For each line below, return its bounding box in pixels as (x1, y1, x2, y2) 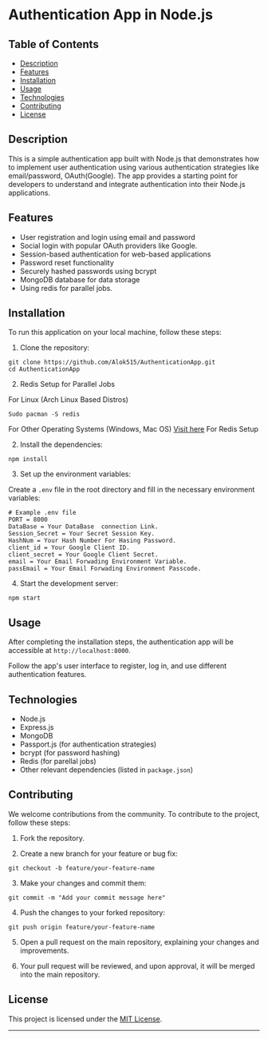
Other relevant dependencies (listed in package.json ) (19, 765, 194, 774)
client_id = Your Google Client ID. (8, 543, 130, 552)
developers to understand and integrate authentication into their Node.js (8, 179, 246, 189)
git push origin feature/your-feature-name (8, 923, 156, 931)
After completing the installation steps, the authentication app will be (8, 637, 234, 647)
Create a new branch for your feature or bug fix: (19, 849, 178, 858)
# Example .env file (8, 509, 77, 517)
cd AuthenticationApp (8, 365, 81, 373)
